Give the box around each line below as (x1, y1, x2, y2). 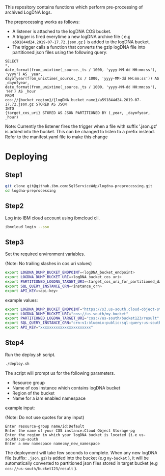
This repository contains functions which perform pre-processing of (5, 4, 143, 10)
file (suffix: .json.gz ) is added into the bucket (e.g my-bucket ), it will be (5, 455, 149, 461)
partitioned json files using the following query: (12, 49, 108, 55)
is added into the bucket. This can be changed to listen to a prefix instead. (5, 129, 155, 134)
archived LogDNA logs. (5, 9, 52, 15)
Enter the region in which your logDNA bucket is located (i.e (5, 432, 137, 437)
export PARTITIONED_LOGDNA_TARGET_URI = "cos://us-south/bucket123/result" (5, 316, 160, 321)
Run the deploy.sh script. (5, 352, 55, 357)
